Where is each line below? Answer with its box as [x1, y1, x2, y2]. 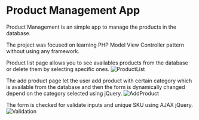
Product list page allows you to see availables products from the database [6, 59, 188, 66]
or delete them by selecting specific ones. [6, 65, 109, 72]
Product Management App [6, 4, 140, 17]
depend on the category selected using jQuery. [6, 90, 123, 97]
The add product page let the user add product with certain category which [6, 77, 192, 84]
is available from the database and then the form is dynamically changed [6, 83, 185, 90]
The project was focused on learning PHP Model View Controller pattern [6, 41, 184, 48]
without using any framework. [6, 47, 79, 54]
